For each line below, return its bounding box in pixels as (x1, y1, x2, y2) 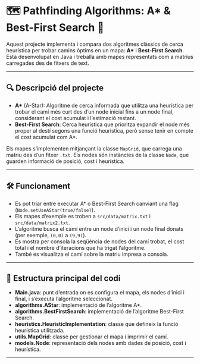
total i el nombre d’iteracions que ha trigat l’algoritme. (14, 244, 146, 251)
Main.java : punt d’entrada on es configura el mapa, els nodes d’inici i (14, 289, 185, 296)
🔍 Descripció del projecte (6, 83, 104, 93)
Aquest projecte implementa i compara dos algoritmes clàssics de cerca (6, 40, 183, 48)
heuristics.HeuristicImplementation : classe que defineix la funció (14, 321, 179, 328)
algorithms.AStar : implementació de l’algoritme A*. (14, 302, 142, 309)
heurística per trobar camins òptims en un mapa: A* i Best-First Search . (6, 46, 185, 54)
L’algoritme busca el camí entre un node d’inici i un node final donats (14, 225, 183, 232)
